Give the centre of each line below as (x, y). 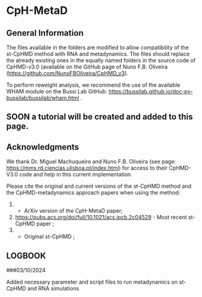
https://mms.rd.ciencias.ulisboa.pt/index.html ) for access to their (87, 168)
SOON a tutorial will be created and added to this (100, 117)
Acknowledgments (43, 147)
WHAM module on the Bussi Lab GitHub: (57, 91)
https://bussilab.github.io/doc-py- (151, 91)
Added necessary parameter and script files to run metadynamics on (92, 282)
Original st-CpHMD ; (49, 236)
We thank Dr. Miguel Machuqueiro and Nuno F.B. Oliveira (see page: (91, 162)
